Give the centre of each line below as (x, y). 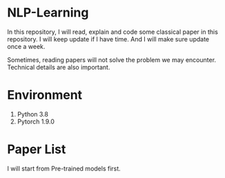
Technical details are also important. (59, 67)
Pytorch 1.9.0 (36, 121)
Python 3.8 (32, 114)
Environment (45, 95)
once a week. (26, 46)
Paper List (37, 149)
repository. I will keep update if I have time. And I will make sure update (108, 39)
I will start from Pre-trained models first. (64, 168)
